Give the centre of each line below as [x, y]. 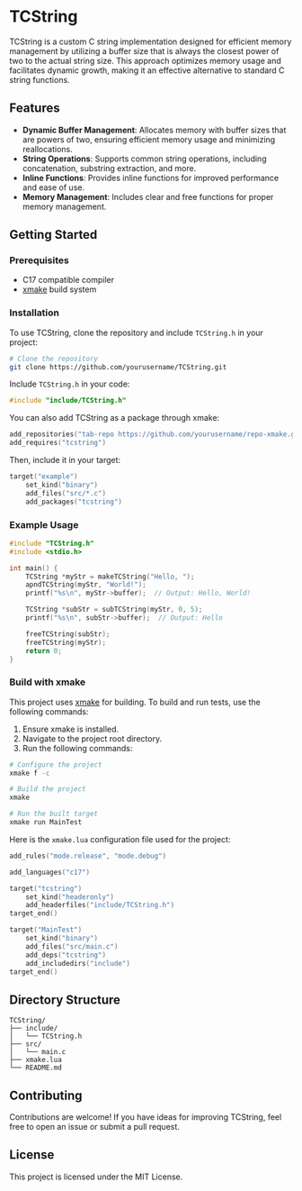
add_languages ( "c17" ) [50, 872]
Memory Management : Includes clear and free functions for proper [148, 196]
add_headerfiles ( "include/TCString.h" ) [100, 905]
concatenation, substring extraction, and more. [109, 168]
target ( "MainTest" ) [46, 930]
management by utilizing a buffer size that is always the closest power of [144, 50]
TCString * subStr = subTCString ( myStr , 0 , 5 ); [114, 610]
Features [35, 109]
